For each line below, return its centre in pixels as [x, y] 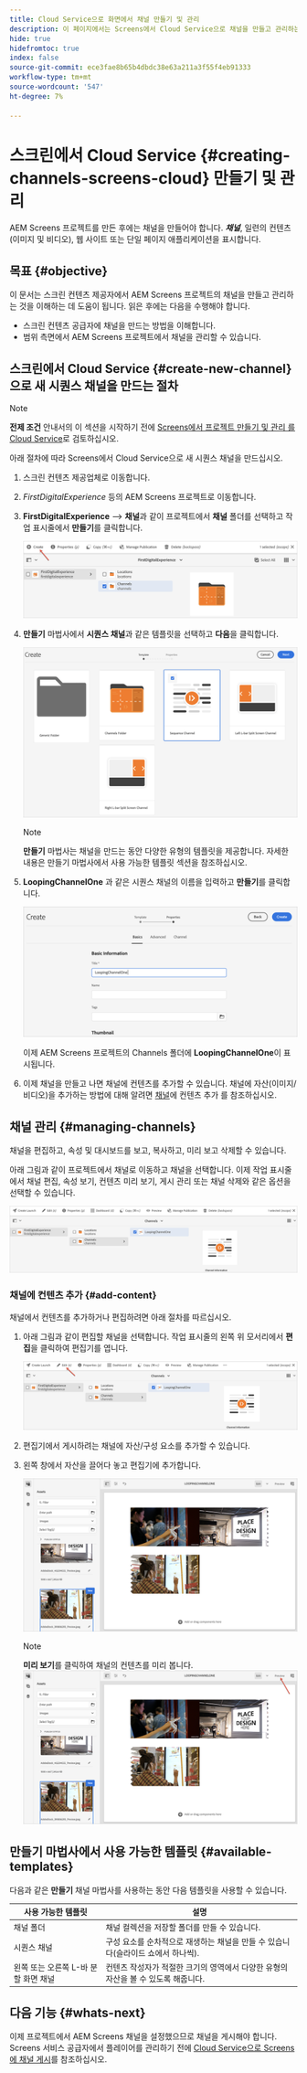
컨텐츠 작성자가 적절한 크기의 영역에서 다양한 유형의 [196, 1967]
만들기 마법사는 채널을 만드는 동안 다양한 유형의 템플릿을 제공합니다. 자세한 [156, 851]
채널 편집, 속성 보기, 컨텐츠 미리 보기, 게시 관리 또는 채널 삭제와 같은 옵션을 [159, 1181]
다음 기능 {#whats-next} [78, 2012]
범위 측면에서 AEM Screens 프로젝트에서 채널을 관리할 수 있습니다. [142, 337]
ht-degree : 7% [37, 96]
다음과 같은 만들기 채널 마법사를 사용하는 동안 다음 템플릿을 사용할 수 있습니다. [148, 1890]
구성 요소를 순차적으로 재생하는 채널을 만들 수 [186, 1941]
